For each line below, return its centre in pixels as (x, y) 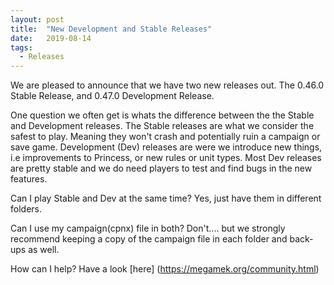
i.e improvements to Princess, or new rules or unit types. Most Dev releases (166, 158)
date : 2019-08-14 (51, 38)
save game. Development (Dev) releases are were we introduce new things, (166, 147)
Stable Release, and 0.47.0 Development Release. (112, 96)
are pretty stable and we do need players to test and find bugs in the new (161, 168)
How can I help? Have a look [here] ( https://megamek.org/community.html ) (165, 269)
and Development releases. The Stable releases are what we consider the (162, 126)
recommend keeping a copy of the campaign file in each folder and (149, 239)
